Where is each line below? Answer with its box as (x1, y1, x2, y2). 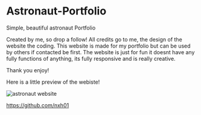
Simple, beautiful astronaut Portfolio (6, 24, 96, 31)
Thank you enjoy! (6, 66, 49, 73)
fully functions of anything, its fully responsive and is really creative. (6, 55, 176, 62)
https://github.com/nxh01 (6, 101, 69, 109)
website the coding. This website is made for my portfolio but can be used (6, 42, 191, 49)
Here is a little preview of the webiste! (6, 78, 100, 85)
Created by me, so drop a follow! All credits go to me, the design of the (6, 36, 182, 43)
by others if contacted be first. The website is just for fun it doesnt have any (6, 48, 195, 55)
